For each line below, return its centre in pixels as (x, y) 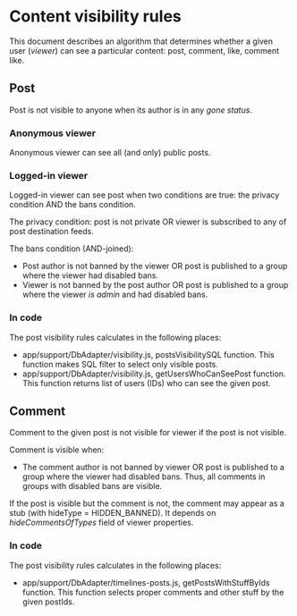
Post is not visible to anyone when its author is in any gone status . (131, 110)
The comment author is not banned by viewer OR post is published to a (153, 468)
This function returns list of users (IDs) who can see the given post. (146, 383)
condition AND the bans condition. (72, 205)
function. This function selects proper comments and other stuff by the (153, 592)
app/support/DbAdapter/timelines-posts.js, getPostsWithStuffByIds (146, 582)
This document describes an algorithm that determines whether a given (141, 41)
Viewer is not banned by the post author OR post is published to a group (155, 285)
